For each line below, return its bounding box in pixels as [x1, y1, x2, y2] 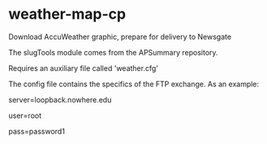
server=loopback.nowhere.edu [8, 94, 112, 104]
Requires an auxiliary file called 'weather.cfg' [8, 63, 158, 73]
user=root [8, 111, 42, 120]
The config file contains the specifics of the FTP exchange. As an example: [8, 79, 260, 89]
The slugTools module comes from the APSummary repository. [8, 47, 218, 57]
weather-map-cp [8, 5, 127, 24]
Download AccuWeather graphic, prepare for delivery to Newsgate [8, 32, 232, 41]
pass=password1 [8, 126, 65, 136]
